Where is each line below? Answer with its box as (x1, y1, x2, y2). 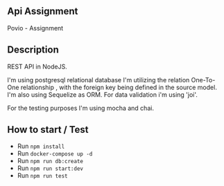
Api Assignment (7, 6, 78, 17)
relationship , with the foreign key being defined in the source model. (20, 83, 217, 91)
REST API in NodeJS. (7, 62, 67, 71)
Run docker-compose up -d (17, 149, 93, 158)
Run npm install (17, 142, 65, 151)
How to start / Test (7, 124, 89, 136)
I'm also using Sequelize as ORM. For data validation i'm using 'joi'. (7, 90, 198, 99)
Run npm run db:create (17, 157, 83, 165)
